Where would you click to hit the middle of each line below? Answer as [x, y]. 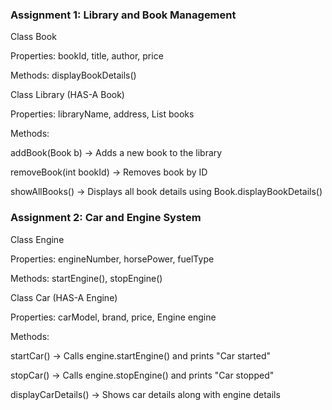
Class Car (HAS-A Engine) [64, 297]
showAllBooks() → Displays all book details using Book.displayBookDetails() [166, 192]
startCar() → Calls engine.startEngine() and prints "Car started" [141, 355]
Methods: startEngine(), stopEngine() [86, 278]
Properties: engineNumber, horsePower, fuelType [112, 259]
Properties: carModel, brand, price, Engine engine [113, 317]
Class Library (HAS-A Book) [67, 95]
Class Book [33, 37]
